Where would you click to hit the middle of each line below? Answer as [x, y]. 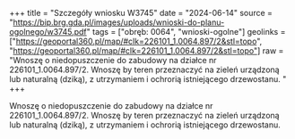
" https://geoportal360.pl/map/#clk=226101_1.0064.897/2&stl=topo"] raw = [147, 51]
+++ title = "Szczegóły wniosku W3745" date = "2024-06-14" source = [141, 13]
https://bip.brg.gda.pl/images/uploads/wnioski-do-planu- [119, 22]
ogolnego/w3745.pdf [48, 32]
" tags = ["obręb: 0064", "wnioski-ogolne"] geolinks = [186, 32]
